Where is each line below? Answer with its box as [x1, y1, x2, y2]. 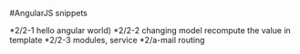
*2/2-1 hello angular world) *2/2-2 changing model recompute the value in [9, 25, 292, 35]
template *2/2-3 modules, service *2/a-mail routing [9, 35, 205, 45]
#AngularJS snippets [9, 8, 88, 18]
